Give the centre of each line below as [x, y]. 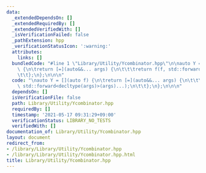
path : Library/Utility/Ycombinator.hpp [63, 103]
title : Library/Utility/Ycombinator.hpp [59, 160]
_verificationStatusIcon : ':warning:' [62, 47]
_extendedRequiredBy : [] [44, 23]
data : [13, 12]
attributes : [27, 52]
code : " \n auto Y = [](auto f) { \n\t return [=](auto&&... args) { [97, 80]
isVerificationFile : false [46, 98]
